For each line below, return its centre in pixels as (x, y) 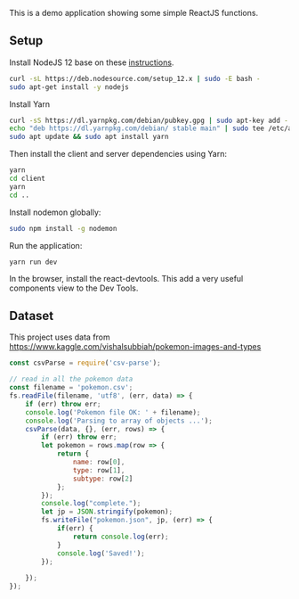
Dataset (32, 316)
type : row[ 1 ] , (99, 470)
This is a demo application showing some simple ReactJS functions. (134, 13)
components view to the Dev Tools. (74, 288)
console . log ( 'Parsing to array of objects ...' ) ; (119, 421)
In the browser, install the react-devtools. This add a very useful (126, 278)
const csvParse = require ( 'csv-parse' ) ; (85, 363)
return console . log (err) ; (121, 537)
